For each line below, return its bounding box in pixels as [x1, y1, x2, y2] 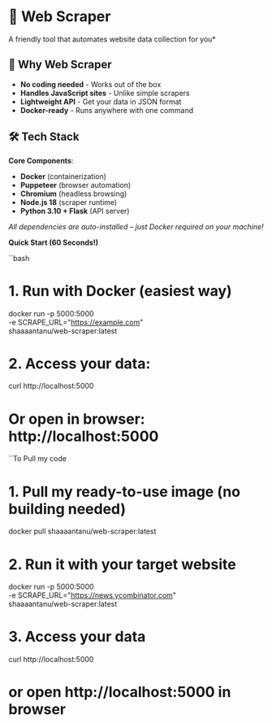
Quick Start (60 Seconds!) [8, 237, 99, 247]
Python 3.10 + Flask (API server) [19, 206, 130, 216]
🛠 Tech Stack [8, 130, 80, 144]
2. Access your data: [8, 354, 151, 372]
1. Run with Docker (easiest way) [8, 281, 233, 300]
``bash [8, 253, 30, 263]
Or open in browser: [8, 410, 145, 428]
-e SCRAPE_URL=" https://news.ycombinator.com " [8, 590, 177, 600]
